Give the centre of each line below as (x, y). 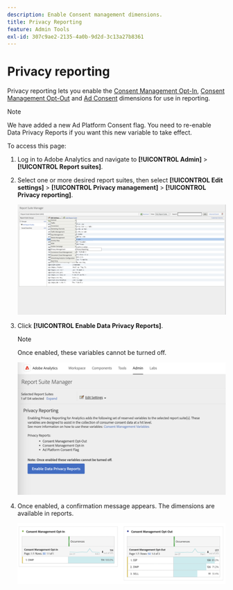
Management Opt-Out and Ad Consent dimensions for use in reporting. (109, 98)
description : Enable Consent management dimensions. (85, 15)
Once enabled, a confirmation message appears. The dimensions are (116, 505)
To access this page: (37, 146)
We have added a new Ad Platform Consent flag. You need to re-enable (109, 125)
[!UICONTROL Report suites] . (60, 167)
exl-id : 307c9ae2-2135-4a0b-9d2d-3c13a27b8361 (76, 37)
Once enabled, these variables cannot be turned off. (92, 353)
